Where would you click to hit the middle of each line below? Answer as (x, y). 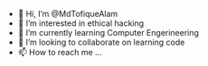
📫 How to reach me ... (60, 52)
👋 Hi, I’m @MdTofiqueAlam (68, 14)
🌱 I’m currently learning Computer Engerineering (108, 33)
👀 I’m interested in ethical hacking (81, 23)
